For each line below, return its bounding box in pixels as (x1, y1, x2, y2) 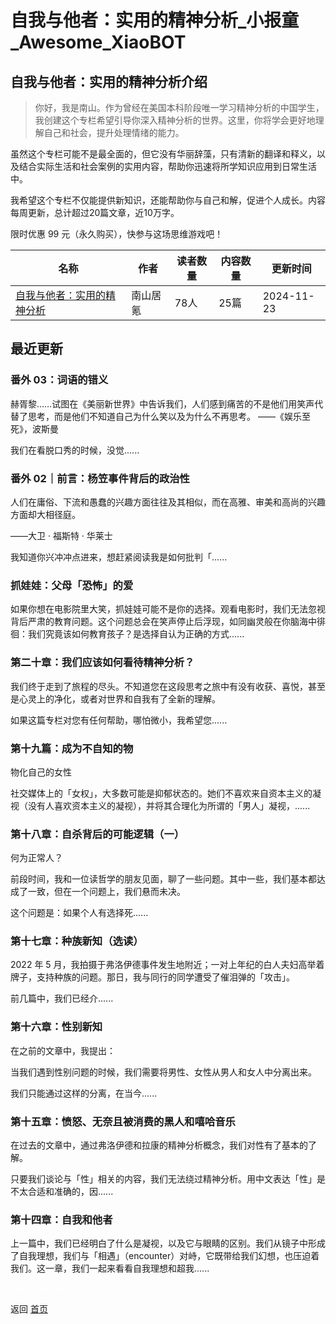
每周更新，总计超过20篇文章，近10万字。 (10, 207, 180, 218)
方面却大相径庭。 (10, 508, 81, 520)
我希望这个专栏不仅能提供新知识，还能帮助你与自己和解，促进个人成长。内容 (10, 194, 326, 206)
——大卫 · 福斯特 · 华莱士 (10, 529, 113, 541)
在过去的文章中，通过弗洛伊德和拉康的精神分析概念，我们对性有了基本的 (10, 1139, 308, 1151)
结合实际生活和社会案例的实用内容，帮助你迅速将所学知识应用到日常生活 (18, 161, 317, 172)
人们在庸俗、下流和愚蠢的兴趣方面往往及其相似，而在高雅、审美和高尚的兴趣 (10, 496, 326, 508)
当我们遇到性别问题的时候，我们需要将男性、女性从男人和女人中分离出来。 (10, 1066, 317, 1078)
